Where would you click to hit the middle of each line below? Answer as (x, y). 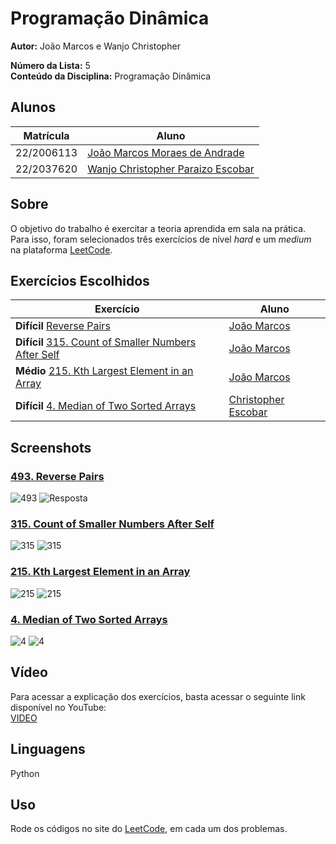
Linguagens (48, 749)
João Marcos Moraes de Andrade (166, 152)
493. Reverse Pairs (57, 476)
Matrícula (46, 135)
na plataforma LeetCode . (61, 249)
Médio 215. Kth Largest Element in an (104, 371)
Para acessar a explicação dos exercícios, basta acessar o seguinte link (158, 696)
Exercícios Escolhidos (80, 280)
